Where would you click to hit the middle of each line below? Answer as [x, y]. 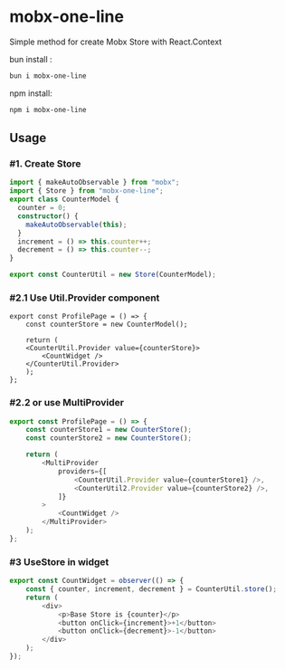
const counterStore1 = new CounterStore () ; [109, 430]
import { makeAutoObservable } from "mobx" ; [95, 183]
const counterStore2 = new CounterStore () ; [109, 438]
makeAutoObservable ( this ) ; [76, 225]
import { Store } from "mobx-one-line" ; [87, 191]
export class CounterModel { [64, 200]
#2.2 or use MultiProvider [67, 403]
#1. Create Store [45, 163]
